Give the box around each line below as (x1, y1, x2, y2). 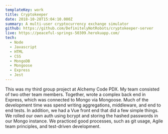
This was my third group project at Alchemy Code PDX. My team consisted (5, 86, 159, 92)
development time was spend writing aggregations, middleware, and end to (5, 102, 161, 108)
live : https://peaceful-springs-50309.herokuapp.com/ (5, 30, 120, 35)
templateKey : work (5, 7, 44, 12)
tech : (5, 35, 17, 40)
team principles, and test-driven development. (5, 123, 101, 129)
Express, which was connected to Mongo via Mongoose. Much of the (5, 96, 149, 102)
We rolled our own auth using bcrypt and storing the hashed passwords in (5, 112, 158, 118)
